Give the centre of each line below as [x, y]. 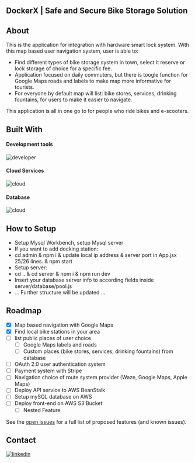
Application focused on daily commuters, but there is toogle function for [101, 75]
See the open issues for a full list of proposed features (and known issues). [96, 421]
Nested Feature [42, 410]
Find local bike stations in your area [57, 331]
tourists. [24, 87]
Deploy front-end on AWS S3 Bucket [58, 403]
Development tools [29, 145]
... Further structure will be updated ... [60, 293]
